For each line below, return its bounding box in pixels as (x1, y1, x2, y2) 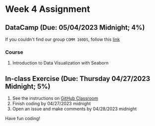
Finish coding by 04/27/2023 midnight (12, 101, 91, 107)
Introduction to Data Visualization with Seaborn (12, 60, 109, 66)
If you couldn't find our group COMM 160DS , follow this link (5, 36, 120, 42)
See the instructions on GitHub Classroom (12, 95, 98, 101)
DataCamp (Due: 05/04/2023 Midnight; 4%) (5, 23, 145, 32)
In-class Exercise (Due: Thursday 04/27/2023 (5, 74, 150, 83)
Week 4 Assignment (5, 3, 91, 15)
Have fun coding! (5, 116, 41, 122)
